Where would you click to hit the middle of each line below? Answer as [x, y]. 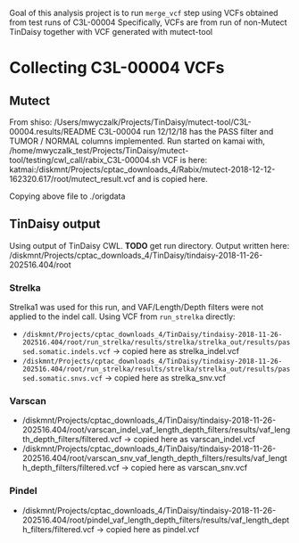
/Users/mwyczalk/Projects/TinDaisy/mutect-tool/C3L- [153, 122]
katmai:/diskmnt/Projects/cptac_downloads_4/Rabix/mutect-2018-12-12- [142, 169]
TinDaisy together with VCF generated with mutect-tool [111, 32]
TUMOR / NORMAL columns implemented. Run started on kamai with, [137, 141]
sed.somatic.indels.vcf [66, 352]
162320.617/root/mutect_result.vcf [72, 179]
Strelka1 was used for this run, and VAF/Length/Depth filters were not [137, 308]
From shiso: [31, 122]
